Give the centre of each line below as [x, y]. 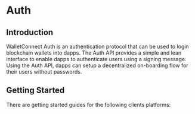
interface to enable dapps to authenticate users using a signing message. [96, 59]
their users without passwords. [44, 72]
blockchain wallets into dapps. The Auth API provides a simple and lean [94, 53]
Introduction [30, 32]
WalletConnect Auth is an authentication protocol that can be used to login [97, 46]
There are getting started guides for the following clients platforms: [89, 104]
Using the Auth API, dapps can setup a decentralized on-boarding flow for [97, 65]
